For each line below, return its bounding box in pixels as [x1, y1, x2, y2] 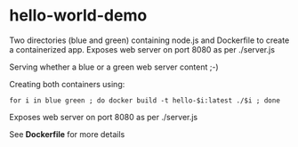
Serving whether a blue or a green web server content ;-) [9, 61, 220, 72]
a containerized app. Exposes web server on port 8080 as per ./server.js [9, 44, 276, 54]
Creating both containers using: [9, 78, 125, 89]
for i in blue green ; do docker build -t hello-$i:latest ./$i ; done [9, 95, 280, 105]
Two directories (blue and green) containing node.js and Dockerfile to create [9, 35, 290, 45]
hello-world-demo [9, 5, 148, 26]
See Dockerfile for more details [9, 128, 125, 139]
